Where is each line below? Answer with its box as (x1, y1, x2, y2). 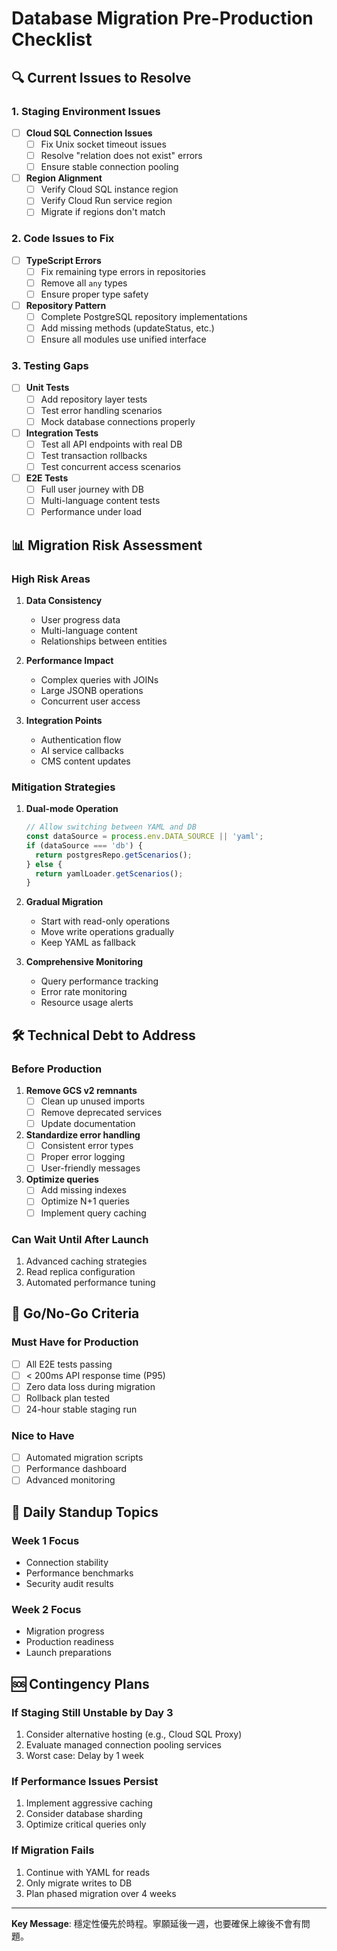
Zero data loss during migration (25, 1380, 156, 1392)
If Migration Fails (11, 1843, 95, 1857)
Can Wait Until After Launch (11, 1232, 149, 1246)
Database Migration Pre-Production (11, 7, 314, 30)
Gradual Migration (25, 896, 104, 908)
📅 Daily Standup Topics (11, 1503, 159, 1521)
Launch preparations (25, 1647, 112, 1659)
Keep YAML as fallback (40, 937, 136, 949)
